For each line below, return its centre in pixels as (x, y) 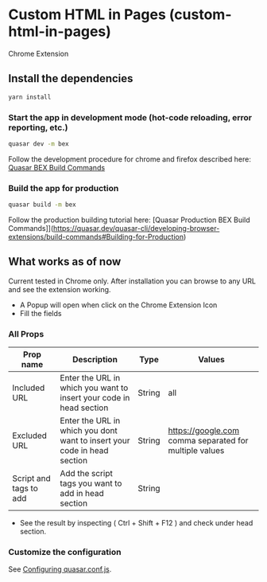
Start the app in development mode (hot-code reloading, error (130, 117)
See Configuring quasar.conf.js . (60, 569)
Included (29, 388)
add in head (82, 494)
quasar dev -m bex (39, 144)
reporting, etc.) (38, 127)
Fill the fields (41, 313)
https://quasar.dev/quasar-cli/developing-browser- (136, 228)
